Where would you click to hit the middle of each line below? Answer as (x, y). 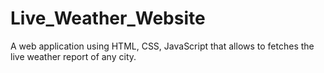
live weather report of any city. (73, 56)
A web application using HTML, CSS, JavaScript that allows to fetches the (162, 46)
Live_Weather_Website (108, 18)
